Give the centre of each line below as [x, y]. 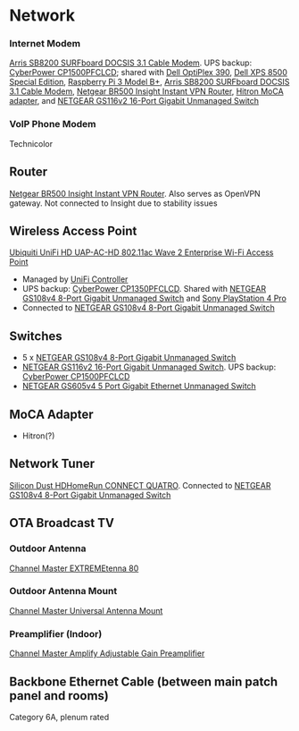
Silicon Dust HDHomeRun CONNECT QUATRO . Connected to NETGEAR [140, 485]
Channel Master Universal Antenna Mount [86, 610]
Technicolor [31, 143]
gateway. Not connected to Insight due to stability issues [113, 203]
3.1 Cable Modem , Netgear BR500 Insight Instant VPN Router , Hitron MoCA [146, 91]
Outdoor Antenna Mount [63, 591]
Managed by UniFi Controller [75, 279]
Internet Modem [45, 44]
